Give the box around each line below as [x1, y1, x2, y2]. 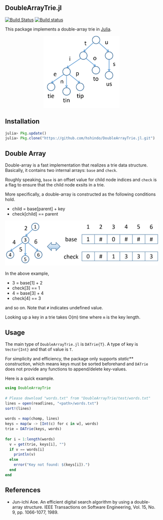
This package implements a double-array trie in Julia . [5, 26, 112, 32]
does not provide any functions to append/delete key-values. [5, 366, 127, 372]
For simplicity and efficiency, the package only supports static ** [5, 356, 134, 362]
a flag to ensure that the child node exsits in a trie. [5, 182, 105, 188]
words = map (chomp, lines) [5, 416, 60, 421]
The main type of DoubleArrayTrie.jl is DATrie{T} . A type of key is [5, 341, 138, 347]
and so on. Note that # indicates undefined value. [5, 305, 103, 311]
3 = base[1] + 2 [12, 280, 43, 286]
